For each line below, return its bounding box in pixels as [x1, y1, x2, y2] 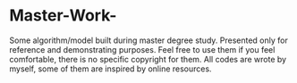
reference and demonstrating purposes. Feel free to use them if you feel [9, 44, 276, 54]
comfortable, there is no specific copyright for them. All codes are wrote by [9, 54, 287, 64]
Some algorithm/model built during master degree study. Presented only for [9, 35, 288, 46]
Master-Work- [9, 5, 117, 26]
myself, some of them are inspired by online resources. [9, 63, 212, 74]
